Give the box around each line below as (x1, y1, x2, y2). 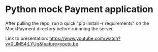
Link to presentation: (5, 35, 48, 41)
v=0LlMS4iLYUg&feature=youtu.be (5, 40, 79, 46)
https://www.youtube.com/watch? (49, 35, 121, 41)
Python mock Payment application (5, 4, 153, 15)
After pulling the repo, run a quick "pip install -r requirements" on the (5, 20, 149, 26)
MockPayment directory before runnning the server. (5, 25, 114, 31)
